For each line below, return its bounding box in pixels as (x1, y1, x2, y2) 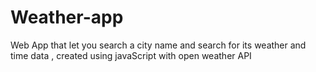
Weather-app (10, 6, 124, 29)
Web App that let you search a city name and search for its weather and (10, 39, 307, 51)
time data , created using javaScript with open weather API (10, 49, 252, 61)
